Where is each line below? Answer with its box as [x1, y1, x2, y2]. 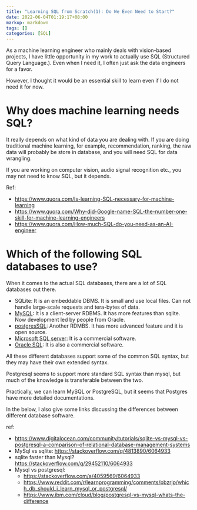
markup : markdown [6, 19, 49, 25]
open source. [14, 329, 47, 335]
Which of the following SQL [6, 247, 142, 261]
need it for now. [6, 83, 44, 90]
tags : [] [6, 25, 28, 31]
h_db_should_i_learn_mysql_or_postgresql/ [23, 485, 128, 492]
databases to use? [6, 260, 98, 273]
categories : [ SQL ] [6, 31, 51, 37]
